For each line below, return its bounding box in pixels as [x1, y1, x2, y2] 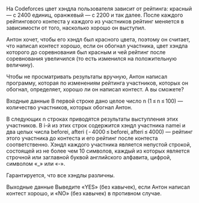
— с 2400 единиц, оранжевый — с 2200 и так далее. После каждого [6, 11, 183, 19]
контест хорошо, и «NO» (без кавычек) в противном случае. [6, 190, 162, 197]
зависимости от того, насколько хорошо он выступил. [6, 24, 146, 31]
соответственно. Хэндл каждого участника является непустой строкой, [6, 141, 191, 148]
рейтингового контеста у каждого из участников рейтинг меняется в [6, 18, 185, 25]
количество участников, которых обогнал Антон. [6, 104, 133, 111]
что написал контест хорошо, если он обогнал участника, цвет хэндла [6, 42, 188, 49]
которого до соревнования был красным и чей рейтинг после [6, 49, 166, 56]
